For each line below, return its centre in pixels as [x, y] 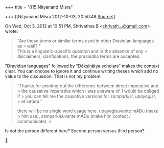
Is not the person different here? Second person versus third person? [75, 131]
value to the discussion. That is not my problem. [53, 76]
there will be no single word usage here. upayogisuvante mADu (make [88, 111]
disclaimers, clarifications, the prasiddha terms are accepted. [79, 56]
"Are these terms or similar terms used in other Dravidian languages [85, 41]
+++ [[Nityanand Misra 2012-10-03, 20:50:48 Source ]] [60, 16]
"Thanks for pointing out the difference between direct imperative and [88, 86]
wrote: [12, 31]
